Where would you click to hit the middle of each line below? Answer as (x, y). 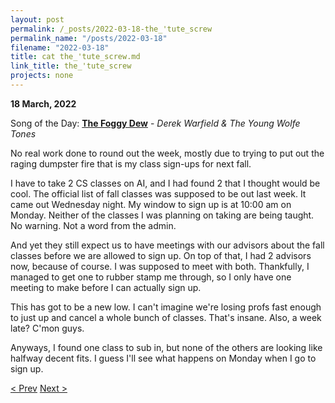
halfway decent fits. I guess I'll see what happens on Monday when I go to (163, 358)
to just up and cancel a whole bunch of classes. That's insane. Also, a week (166, 317)
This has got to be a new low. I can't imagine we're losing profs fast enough (166, 307)
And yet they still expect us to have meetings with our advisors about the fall (167, 245)
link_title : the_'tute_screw (71, 66)
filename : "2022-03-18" (60, 47)
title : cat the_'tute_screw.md (75, 57)
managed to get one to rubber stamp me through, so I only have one (151, 277)
